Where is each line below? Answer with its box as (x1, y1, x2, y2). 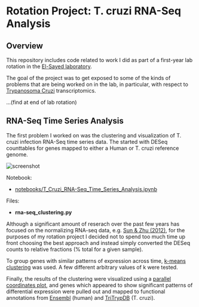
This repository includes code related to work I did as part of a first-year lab (6, 57, 193, 63)
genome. (6, 151, 28, 158)
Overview (6, 41, 44, 51)
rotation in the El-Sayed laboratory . (6, 63, 93, 70)
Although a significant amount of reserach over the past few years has (6, 220, 180, 228)
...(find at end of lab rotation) (6, 99, 77, 106)
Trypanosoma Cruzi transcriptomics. (6, 87, 97, 94)
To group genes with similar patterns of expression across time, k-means (6, 257, 186, 264)
